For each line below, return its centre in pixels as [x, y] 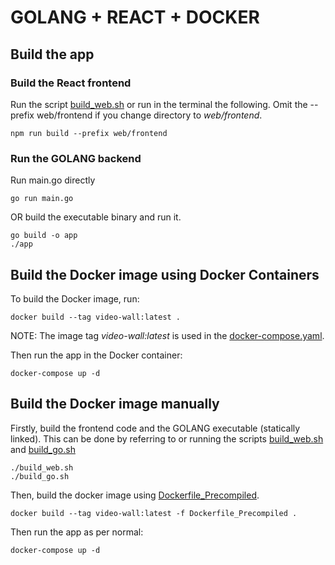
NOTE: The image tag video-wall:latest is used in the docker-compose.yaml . [167, 335]
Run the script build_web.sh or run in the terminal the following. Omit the [159, 104]
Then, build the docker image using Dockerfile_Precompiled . [135, 495]
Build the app [52, 54]
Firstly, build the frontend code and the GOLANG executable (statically [155, 428]
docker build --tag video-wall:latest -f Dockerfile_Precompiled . [154, 513]
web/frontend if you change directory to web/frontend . [149, 115]
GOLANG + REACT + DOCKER [135, 17]
